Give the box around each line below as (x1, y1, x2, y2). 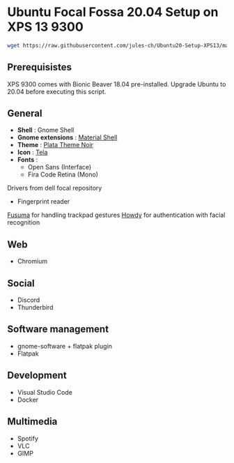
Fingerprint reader (17, 197, 70, 206)
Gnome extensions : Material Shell (17, 133, 118, 142)
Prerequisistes (7, 61, 72, 73)
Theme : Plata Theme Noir (17, 141, 94, 149)
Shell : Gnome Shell (17, 126, 75, 135)
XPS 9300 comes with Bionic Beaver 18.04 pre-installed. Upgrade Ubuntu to (7, 79, 226, 88)
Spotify (17, 434, 38, 443)
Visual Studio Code (17, 388, 73, 396)
